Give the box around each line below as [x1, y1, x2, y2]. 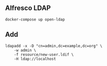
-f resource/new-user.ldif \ [14, 52, 74, 57]
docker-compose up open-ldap [5, 17, 65, 22]
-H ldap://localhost [14, 56, 56, 61]
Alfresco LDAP [5, 4, 51, 12]
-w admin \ [14, 48, 36, 53]
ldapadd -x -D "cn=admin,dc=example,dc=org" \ [5, 43, 103, 48]
